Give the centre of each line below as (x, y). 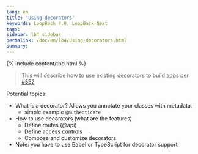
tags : (13, 29)
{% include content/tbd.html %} (46, 63)
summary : (17, 46)
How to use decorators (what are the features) (74, 118)
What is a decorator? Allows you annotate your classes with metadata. (104, 105)
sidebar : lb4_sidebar (34, 35)
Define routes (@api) (51, 125)
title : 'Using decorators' (41, 18)
